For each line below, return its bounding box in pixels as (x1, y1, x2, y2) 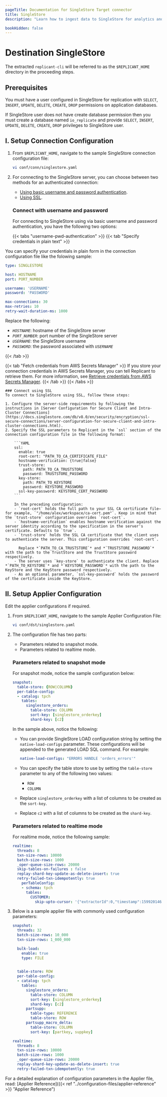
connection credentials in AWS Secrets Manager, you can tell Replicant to (5, 368, 156, 374)
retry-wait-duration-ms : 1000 (5, 309, 68, 314)
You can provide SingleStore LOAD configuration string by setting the (19, 735, 162, 742)
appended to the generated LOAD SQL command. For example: (19, 746, 150, 752)
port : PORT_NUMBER (5, 277, 43, 282)
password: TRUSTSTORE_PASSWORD (23, 471, 88, 476)
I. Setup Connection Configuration (5, 137, 114, 145)
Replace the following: (5, 318, 51, 324)
